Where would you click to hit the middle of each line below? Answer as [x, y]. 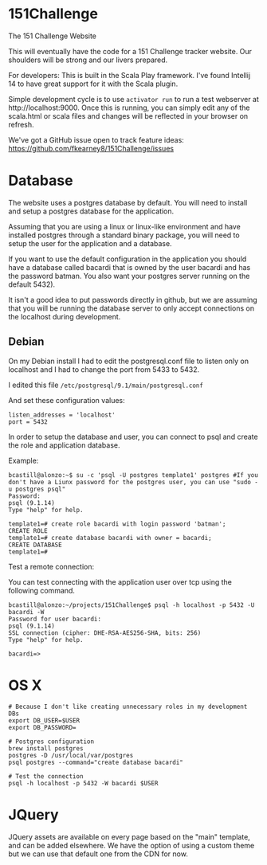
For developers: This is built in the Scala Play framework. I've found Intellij [130, 75]
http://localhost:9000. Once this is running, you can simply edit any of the [129, 108]
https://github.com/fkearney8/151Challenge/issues [91, 148]
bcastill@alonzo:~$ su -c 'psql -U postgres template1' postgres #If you [133, 475]
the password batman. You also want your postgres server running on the [129, 276]
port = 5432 [28, 422]
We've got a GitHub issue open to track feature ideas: [96, 139]
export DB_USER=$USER [44, 720]
